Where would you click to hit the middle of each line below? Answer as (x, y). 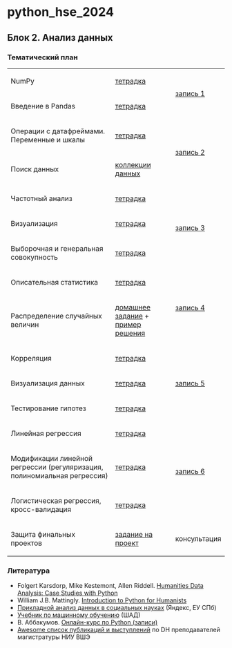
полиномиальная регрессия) (59, 475)
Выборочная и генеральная (57, 248)
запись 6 (190, 471)
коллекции (133, 164)
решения (130, 333)
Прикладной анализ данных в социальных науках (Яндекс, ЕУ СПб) (117, 608)
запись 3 (190, 227)
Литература (29, 571)
